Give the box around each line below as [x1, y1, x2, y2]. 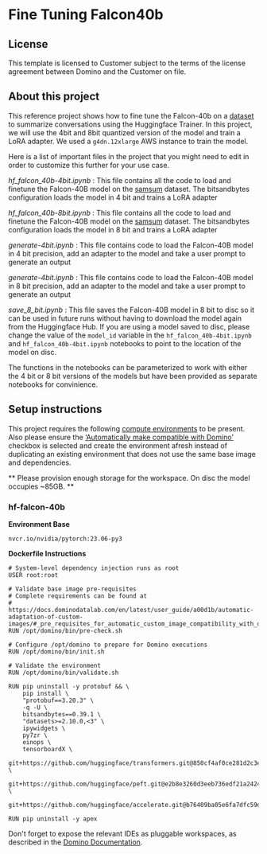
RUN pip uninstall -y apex [8, 814, 98, 823]
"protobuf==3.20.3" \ [22, 696, 94, 704]
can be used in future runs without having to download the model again [8, 313, 242, 323]
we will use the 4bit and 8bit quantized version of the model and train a [8, 127, 241, 137]
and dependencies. [8, 458, 72, 467]
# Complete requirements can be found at [8, 591, 148, 600]
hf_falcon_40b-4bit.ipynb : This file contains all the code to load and [8, 175, 232, 185]
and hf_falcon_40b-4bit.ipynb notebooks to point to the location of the [8, 338, 242, 348]
